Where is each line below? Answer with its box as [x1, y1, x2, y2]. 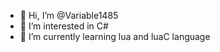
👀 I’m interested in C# [19, 20, 109, 32]
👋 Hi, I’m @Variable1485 [19, 10, 119, 21]
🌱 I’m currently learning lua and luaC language [19, 31, 211, 42]
